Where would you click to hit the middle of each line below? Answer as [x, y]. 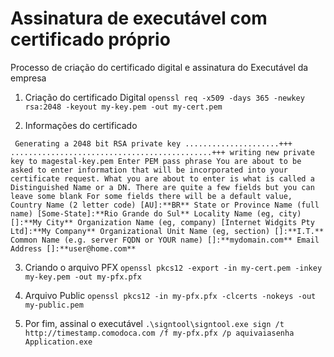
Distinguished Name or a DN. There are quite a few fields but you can [162, 187]
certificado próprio [90, 39]
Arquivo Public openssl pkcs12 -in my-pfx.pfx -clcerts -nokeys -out [170, 295]
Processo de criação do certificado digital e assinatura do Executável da [159, 67]
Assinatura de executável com [139, 18]
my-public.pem [54, 305]
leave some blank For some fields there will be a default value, [151, 196]
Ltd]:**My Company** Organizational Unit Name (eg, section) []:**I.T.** [167, 231]
